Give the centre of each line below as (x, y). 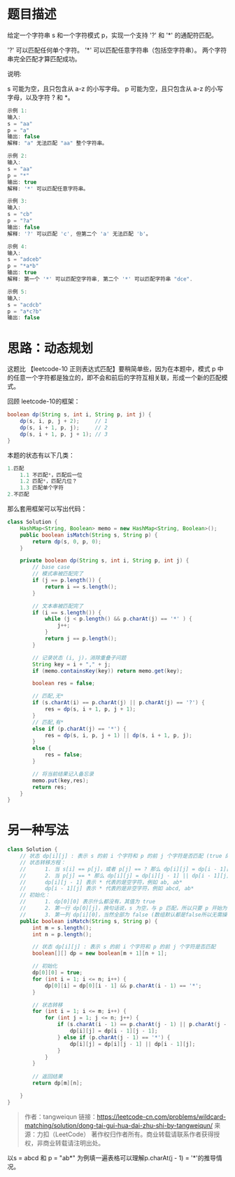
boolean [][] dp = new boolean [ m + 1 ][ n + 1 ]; (100, 954)
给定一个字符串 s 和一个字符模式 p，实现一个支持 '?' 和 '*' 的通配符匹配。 (113, 35)
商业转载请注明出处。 (74, 1143)
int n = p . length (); (62, 934)
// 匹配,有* (48, 722)
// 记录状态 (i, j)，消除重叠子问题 (79, 658)
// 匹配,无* (48, 696)
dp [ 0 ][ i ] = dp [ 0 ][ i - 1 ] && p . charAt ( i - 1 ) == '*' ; (123, 986)
